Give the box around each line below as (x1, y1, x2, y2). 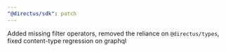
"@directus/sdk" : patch (7, 10, 77, 17)
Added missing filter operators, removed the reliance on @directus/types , (7, 29, 220, 37)
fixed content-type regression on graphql (7, 36, 127, 45)
